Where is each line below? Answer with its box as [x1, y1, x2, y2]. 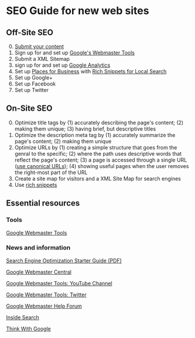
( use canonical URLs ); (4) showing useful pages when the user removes [14, 162, 189, 169]
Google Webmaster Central [6, 268, 72, 275]
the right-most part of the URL [14, 169, 88, 176]
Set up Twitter [14, 87, 49, 93]
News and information [6, 244, 71, 252]
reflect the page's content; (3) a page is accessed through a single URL [14, 156, 187, 163]
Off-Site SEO [6, 28, 54, 37]
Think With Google [6, 325, 51, 332]
